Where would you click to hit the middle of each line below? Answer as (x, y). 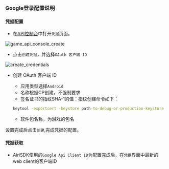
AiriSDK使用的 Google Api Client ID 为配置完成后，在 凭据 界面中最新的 (86, 155)
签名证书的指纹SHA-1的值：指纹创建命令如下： (69, 99)
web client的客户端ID (35, 161)
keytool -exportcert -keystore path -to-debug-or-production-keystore (88, 109)
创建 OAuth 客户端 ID (35, 75)
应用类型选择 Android (42, 86)
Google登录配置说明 (30, 8)
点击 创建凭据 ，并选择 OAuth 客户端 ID (50, 54)
